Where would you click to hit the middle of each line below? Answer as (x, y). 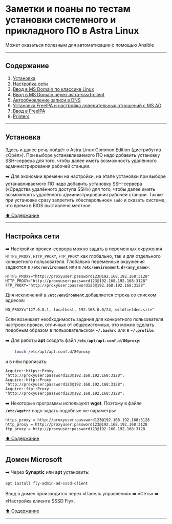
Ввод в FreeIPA (29, 111)
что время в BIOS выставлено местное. (49, 205)
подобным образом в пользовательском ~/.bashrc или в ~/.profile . (80, 330)
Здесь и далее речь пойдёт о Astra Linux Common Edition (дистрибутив (83, 150)
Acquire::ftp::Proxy (27, 389)
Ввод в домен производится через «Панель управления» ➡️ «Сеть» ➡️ (82, 493)
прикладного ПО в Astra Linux (72, 31)
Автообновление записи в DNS (47, 100)
